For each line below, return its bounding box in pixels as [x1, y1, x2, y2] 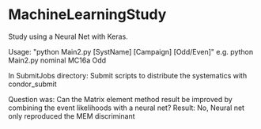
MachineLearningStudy [8, 6, 167, 24]
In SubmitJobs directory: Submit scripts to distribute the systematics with [8, 70, 248, 80]
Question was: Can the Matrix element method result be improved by [8, 94, 233, 104]
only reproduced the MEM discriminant [8, 111, 136, 120]
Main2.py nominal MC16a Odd [8, 55, 107, 65]
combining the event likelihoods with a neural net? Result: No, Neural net [8, 103, 245, 112]
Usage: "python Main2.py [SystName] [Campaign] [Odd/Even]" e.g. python [8, 47, 254, 56]
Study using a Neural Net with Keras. [8, 32, 128, 41]
